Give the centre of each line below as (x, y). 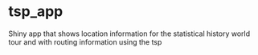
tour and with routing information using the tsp (85, 41)
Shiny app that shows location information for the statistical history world (129, 33)
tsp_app (36, 12)
